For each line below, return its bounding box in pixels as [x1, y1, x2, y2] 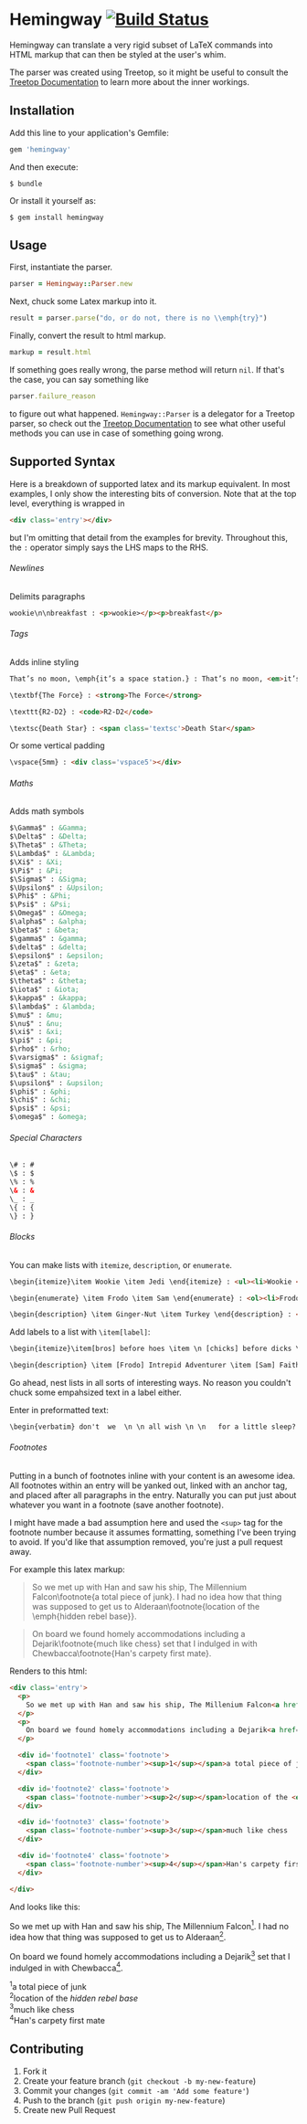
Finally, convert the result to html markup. [9, 330, 166, 342]
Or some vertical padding [9, 740, 105, 751]
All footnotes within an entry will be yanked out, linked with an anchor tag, [9, 1480, 288, 1491]
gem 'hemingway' [9, 144, 71, 154]
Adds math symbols [9, 806, 85, 817]
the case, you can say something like [9, 375, 149, 386]
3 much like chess [9, 2002, 75, 2014]
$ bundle [9, 179, 43, 188]
